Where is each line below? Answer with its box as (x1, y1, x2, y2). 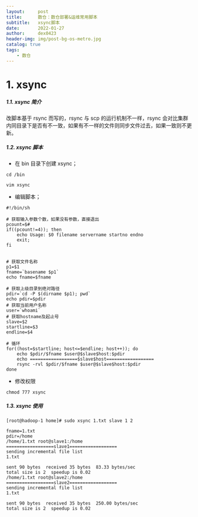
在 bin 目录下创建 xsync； (14, 160, 78, 167)
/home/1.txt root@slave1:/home (6, 438, 83, 444)
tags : (6, 47, 19, 53)
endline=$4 (6, 329, 33, 335)
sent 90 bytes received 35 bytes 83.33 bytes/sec (6, 464, 136, 470)
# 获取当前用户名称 (6, 302, 47, 308)
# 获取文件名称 (6, 258, 38, 264)
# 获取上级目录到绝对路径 (6, 286, 60, 292)
